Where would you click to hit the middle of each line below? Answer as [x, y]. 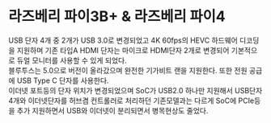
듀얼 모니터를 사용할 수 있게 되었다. [72, 60]
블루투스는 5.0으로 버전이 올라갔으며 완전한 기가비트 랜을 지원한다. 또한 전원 [128, 70]
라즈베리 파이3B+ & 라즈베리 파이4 [117, 16]
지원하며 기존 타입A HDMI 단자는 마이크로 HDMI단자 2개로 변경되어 [123, 50]
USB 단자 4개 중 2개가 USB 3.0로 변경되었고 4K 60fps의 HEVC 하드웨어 [123, 40]
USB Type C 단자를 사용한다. [63, 80]
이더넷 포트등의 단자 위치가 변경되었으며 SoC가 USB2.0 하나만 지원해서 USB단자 [135, 90]
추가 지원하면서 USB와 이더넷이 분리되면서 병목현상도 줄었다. [112, 110]
